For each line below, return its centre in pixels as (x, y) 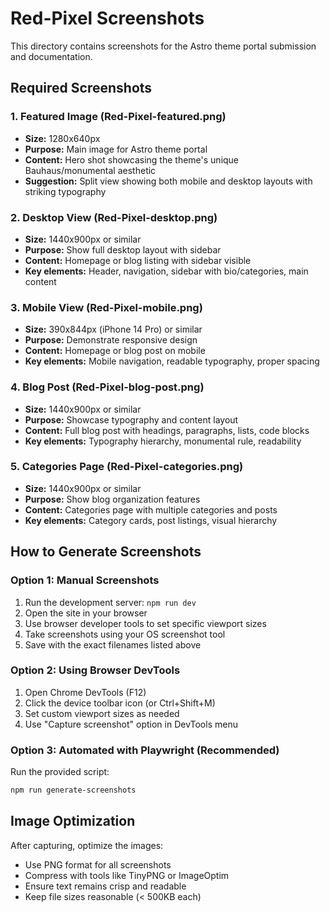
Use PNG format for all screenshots (98, 864)
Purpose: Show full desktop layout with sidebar (123, 249)
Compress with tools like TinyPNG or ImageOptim (127, 875)
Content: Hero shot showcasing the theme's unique (132, 159)
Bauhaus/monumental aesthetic (90, 170)
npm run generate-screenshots (73, 790)
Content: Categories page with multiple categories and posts (151, 509)
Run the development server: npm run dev (110, 602)
